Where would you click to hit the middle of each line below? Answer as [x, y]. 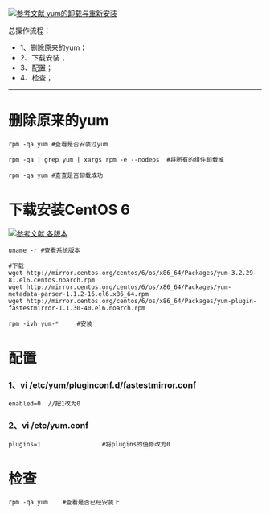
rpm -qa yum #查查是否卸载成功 [56, 175]
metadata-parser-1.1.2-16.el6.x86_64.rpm [79, 294]
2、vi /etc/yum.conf [49, 426]
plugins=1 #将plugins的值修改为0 [89, 444]
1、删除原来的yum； [53, 47]
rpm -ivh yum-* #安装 [50, 323]
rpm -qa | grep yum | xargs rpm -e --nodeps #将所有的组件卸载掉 [117, 160]
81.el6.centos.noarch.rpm [51, 280]
